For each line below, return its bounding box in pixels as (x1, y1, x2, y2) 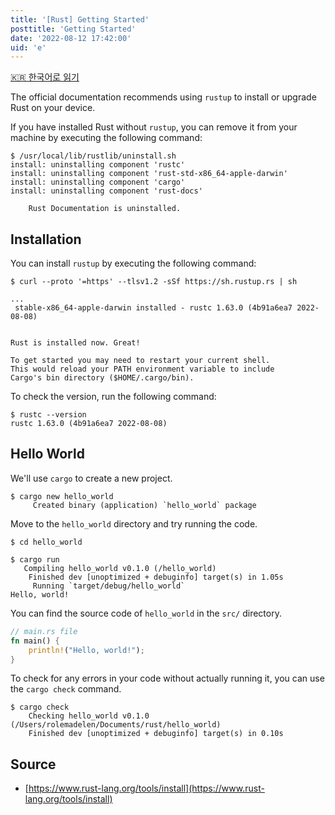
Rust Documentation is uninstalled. (28, 204, 182, 214)
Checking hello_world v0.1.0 (28, 711, 150, 721)
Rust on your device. (10, 102, 96, 114)
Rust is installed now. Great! (10, 338, 141, 348)
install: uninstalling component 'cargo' (10, 177, 186, 188)
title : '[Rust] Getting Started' (10, 14, 150, 25)
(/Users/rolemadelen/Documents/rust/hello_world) (10, 720, 222, 730)
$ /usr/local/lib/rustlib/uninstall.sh (10, 151, 177, 161)
